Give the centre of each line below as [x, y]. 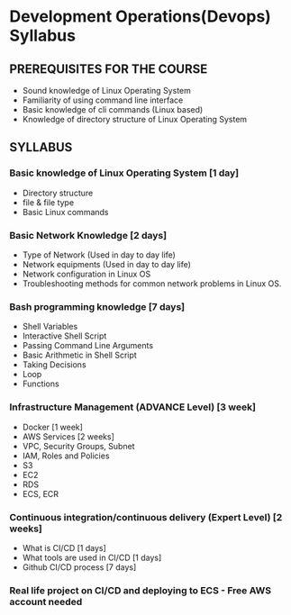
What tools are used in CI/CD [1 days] [92, 557]
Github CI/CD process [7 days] [79, 567]
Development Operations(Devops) [141, 17]
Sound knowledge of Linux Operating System [106, 90]
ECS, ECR [41, 493]
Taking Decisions [55, 365]
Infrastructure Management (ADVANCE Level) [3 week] [133, 407]
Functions [41, 384]
